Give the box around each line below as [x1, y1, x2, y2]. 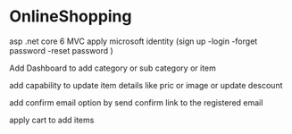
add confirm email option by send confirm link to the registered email [9, 96, 263, 108]
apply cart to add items [9, 114, 95, 125]
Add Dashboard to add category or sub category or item [9, 63, 217, 73]
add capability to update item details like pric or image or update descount [9, 80, 283, 90]
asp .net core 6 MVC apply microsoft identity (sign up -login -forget [9, 36, 258, 46]
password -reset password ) [9, 45, 113, 55]
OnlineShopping [9, 6, 132, 27]
